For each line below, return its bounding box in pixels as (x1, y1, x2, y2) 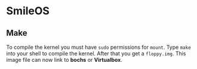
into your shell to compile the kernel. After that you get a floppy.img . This (6, 50, 186, 57)
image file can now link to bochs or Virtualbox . (6, 57, 122, 63)
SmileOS (6, 4, 50, 18)
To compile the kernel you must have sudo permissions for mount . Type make (6, 43, 191, 51)
